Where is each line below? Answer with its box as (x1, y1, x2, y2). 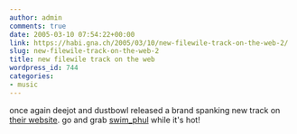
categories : (9, 72, 54, 81)
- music (9, 80, 39, 89)
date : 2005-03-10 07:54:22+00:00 (9, 30, 135, 39)
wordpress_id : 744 (9, 64, 79, 73)
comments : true (9, 22, 67, 31)
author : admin (9, 13, 63, 22)
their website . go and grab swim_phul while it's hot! (9, 114, 200, 125)
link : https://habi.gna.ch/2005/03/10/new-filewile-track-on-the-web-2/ (9, 38, 289, 48)
